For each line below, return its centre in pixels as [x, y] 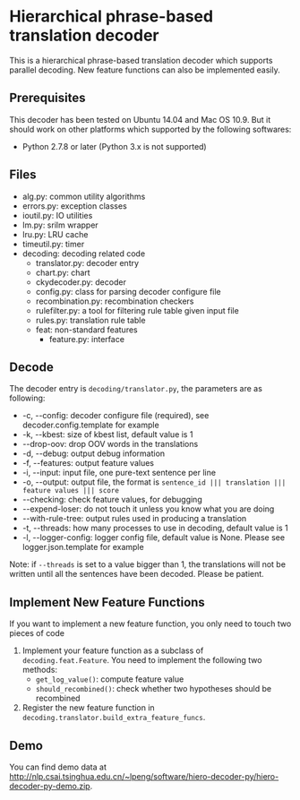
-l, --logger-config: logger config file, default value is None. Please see [153, 538]
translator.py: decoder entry [87, 262]
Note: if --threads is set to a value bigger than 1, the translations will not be [148, 564]
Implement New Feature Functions [107, 602]
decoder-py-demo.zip [50, 786]
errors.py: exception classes [74, 206]
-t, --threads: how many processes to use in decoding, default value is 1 [155, 528]
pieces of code [37, 633]
